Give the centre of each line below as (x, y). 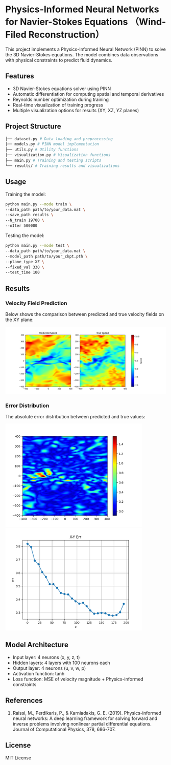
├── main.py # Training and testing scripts (53, 161)
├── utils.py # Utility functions (42, 150)
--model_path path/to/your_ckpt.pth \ (46, 256)
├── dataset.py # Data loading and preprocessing (59, 139)
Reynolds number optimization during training (60, 99)
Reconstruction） (66, 35)
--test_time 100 (22, 272)
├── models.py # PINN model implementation (52, 144)
